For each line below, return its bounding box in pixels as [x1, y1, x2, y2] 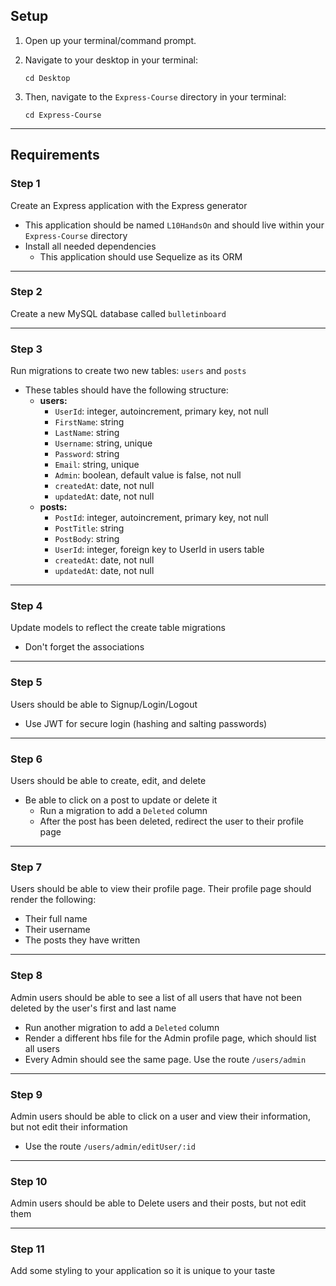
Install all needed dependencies [24, 240, 157, 252]
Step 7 [10, 860, 42, 874]
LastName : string [54, 427, 120, 439]
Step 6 [10, 752, 43, 766]
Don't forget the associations [24, 641, 145, 653]
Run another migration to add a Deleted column [24, 1021, 220, 1033]
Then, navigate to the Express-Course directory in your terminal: [24, 90, 287, 103]
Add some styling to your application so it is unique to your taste [10, 1265, 276, 1277]
